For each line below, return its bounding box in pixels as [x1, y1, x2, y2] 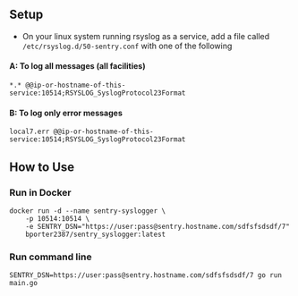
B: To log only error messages [9, 107, 123, 118]
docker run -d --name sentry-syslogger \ [9, 206, 166, 216]
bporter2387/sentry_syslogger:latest [25, 230, 166, 239]
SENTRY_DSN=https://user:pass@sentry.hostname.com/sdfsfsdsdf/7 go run [9, 271, 282, 280]
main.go [9, 279, 38, 288]
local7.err [9, 127, 50, 137]
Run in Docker [9, 186, 72, 199]
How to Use [9, 159, 75, 174]
